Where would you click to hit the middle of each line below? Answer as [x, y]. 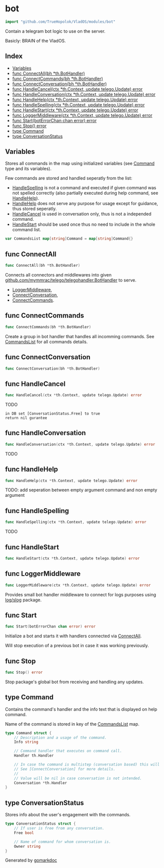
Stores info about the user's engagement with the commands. [68, 815]
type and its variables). [28, 169]
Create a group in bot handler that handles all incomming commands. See [80, 336]
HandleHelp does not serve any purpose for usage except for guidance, [85, 204]
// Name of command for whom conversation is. [63, 842]
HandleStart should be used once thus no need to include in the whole [84, 224]
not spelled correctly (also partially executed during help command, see [85, 193]
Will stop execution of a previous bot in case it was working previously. [77, 646]
